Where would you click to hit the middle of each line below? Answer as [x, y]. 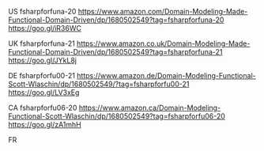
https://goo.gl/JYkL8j [43, 60]
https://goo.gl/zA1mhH [45, 125]
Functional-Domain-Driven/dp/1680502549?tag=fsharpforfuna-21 [115, 52]
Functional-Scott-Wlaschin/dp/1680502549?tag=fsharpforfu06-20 [117, 116]
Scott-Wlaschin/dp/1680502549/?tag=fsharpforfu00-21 [99, 84]
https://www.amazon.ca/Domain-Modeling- [150, 108]
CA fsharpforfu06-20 [43, 108]
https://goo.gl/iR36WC [45, 28]
